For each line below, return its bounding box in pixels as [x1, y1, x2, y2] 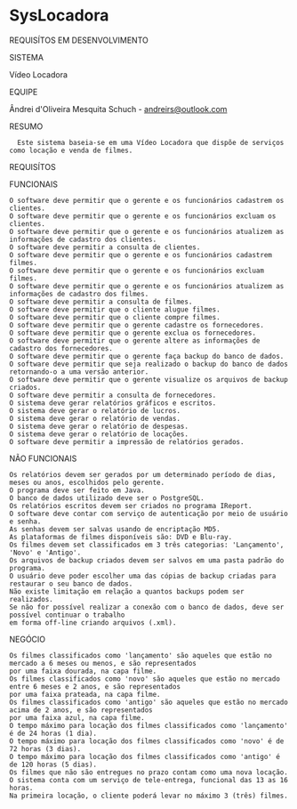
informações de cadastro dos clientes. [9, 235, 157, 244]
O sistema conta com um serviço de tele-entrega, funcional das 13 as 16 [9, 775, 289, 784]
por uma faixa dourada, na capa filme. [9, 667, 157, 676]
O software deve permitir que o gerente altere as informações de [9, 336, 261, 345]
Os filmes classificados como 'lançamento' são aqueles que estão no [9, 651, 273, 659]
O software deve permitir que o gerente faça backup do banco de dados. [9, 352, 285, 360]
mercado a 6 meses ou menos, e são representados [9, 659, 197, 667]
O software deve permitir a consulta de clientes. [9, 242, 201, 252]
